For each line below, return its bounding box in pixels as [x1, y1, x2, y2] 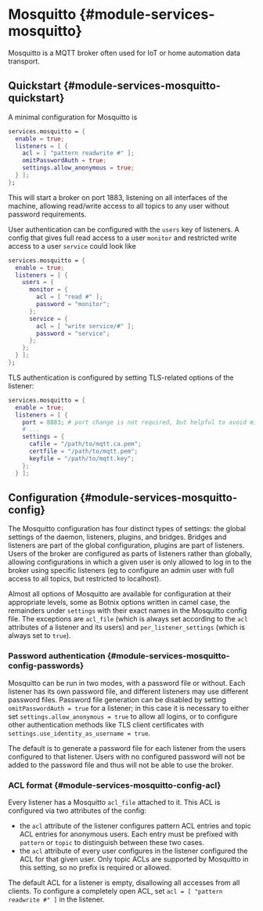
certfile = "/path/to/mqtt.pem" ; [28, 447, 139, 455]
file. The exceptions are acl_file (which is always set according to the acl [8, 614, 248, 624]
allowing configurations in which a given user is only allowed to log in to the [8, 557, 252, 567]
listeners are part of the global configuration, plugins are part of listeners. [8, 541, 245, 550]
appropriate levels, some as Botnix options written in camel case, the [8, 598, 231, 607]
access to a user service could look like [8, 241, 137, 250]
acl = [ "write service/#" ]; [36, 322, 135, 330]
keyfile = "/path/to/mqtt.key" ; [28, 454, 135, 462]
